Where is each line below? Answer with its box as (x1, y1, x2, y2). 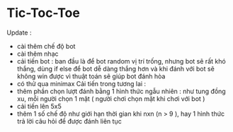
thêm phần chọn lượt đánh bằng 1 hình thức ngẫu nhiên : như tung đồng (16, 87, 226, 95)
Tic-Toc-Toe (6, 5, 81, 21)
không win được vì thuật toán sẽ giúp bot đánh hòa (16, 72, 166, 80)
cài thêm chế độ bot (16, 42, 76, 50)
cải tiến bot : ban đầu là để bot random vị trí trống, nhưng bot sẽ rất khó (16, 56, 226, 65)
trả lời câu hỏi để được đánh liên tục (16, 116, 122, 125)
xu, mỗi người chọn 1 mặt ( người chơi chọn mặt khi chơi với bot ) (16, 94, 205, 103)
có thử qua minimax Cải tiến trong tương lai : (16, 79, 147, 88)
